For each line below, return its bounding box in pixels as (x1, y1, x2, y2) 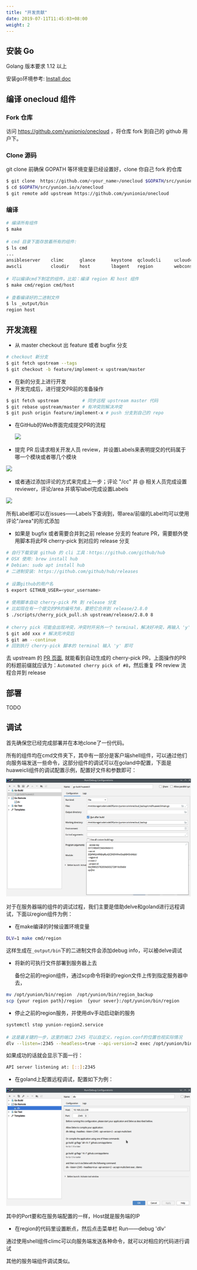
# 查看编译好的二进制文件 (6, 294, 60, 300)
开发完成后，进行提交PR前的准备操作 (14, 385, 104, 392)
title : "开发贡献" (6, 9, 48, 15)
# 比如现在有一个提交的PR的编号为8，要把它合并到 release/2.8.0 (6, 606, 148, 612)
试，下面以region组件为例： (6, 910, 73, 918)
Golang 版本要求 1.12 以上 (6, 62, 67, 70)
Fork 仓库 (6, 113, 33, 121)
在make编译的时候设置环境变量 (14, 923, 90, 930)
